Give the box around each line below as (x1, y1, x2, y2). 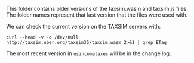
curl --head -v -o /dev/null (6, 34, 79, 40)
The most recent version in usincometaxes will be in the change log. (6, 50, 171, 57)
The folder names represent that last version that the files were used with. (6, 11, 188, 18)
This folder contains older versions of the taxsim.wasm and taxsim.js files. (6, 5, 188, 12)
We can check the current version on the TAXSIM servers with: (6, 23, 161, 30)
